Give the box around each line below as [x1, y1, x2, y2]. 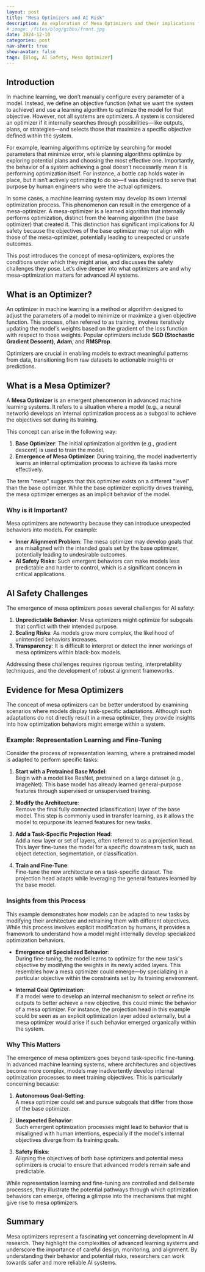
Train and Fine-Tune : [15, 862, 69, 869]
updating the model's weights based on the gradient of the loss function [6, 325, 188, 332]
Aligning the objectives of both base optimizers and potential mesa [15, 1154, 184, 1161]
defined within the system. [6, 132, 73, 139]
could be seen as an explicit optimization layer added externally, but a [15, 1012, 191, 1019]
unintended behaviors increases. [15, 636, 98, 643]
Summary [6, 1216, 45, 1227]
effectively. [15, 466, 43, 473]
